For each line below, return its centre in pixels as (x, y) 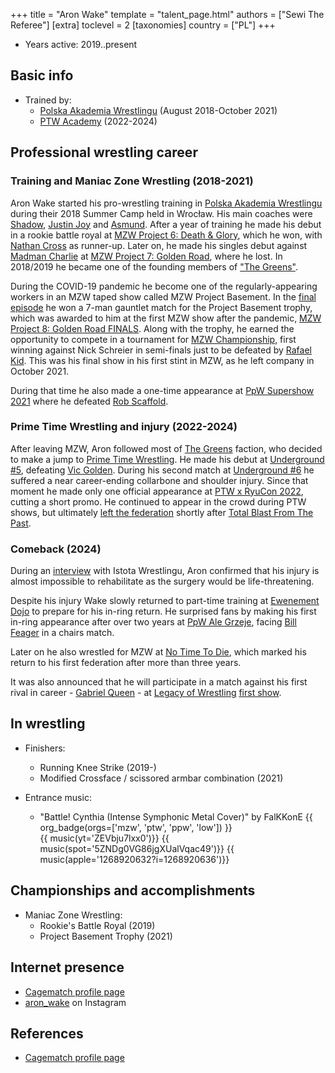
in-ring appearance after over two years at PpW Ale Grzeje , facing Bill (153, 622)
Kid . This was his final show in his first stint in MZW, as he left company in (162, 360)
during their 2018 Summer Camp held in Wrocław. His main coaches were (161, 213)
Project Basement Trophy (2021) (106, 936)
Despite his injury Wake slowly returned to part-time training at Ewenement (165, 601)
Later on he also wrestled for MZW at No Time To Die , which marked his (158, 652)
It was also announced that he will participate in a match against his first (159, 682)
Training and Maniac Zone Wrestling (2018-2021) (132, 181)
